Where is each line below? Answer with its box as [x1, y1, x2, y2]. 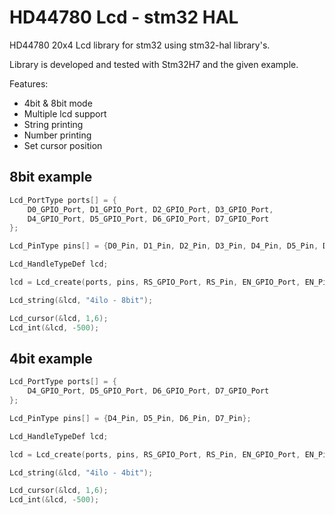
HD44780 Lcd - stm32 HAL [9, 6, 239, 29]
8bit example [9, 169, 93, 186]
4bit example [9, 350, 93, 367]
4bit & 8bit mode [23, 97, 93, 109]
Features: [9, 77, 49, 90]
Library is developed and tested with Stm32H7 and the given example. [9, 58, 299, 70]
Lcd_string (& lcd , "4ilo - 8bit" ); [9, 295, 154, 305]
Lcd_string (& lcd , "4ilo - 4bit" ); [9, 467, 154, 478]
